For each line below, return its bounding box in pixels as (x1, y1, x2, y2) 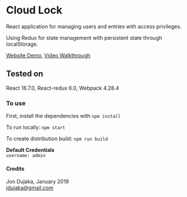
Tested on (6, 69, 43, 79)
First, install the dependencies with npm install (6, 113, 121, 120)
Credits (6, 165, 25, 172)
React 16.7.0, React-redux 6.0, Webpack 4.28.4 (6, 84, 119, 91)
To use (6, 99, 26, 107)
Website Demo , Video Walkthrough (6, 52, 91, 59)
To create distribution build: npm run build (6, 135, 108, 142)
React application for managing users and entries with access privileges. (6, 23, 182, 30)
